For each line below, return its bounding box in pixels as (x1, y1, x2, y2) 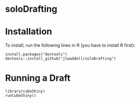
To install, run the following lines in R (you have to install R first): (5, 42, 136, 48)
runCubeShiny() (5, 93, 37, 98)
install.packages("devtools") (5, 52, 68, 57)
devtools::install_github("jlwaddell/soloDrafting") (5, 56, 116, 61)
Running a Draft (5, 72, 71, 84)
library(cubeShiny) (5, 89, 46, 94)
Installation (5, 26, 52, 37)
